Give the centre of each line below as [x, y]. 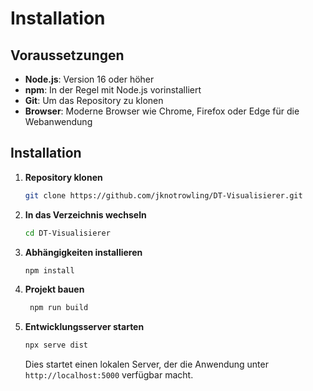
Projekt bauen [54, 289]
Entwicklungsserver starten [84, 327]
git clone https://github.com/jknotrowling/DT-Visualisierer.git [163, 195]
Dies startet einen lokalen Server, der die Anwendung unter [146, 364]
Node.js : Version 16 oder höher [89, 79]
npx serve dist [56, 345]
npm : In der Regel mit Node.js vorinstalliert [113, 90]
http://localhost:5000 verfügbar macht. [109, 375]
